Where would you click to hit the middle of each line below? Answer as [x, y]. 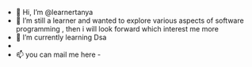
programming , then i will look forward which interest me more [117, 29]
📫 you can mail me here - [58, 54]
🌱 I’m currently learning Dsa [61, 37]
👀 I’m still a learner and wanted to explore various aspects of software [130, 20]
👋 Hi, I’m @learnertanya [54, 12]
